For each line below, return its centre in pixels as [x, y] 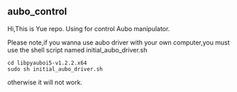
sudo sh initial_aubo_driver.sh [55, 69]
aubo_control [37, 12]
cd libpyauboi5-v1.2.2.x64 [47, 63]
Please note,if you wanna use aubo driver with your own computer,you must [118, 42]
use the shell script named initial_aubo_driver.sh [77, 50]
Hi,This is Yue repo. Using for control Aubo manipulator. [89, 28]
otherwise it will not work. [45, 82]
